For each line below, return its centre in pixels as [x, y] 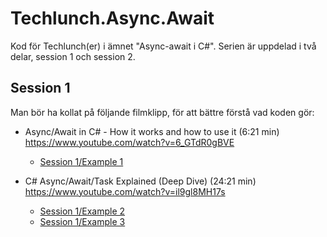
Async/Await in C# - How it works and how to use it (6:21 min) [152, 131]
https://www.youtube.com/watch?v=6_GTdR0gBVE [129, 142]
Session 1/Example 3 [82, 221]
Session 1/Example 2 [82, 211]
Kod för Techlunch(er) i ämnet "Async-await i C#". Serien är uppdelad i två [163, 46]
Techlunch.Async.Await [112, 18]
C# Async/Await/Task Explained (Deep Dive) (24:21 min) [140, 181]
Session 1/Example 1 [81, 161]
